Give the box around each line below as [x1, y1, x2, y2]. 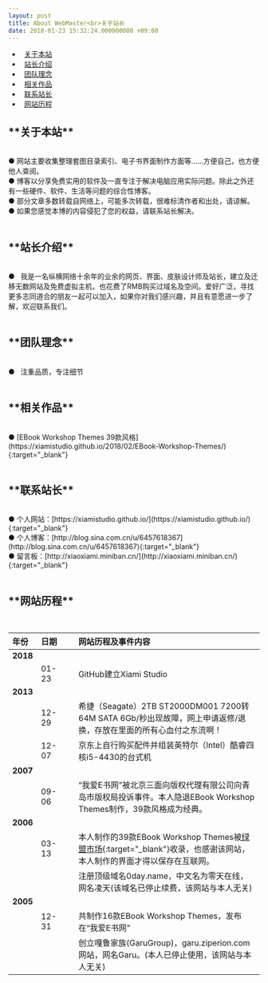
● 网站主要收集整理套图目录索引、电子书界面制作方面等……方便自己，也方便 [8, 157, 259, 166]
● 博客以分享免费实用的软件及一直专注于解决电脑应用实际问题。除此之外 [8, 177, 247, 186]
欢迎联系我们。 [22, 301, 72, 311]
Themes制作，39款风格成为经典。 [78, 804, 207, 815]
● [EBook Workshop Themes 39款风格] [8, 432, 139, 442]
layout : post [8, 11, 52, 20]
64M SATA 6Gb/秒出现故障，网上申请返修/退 [78, 713, 246, 724]
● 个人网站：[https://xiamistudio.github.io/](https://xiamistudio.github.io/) [8, 515, 251, 524]
